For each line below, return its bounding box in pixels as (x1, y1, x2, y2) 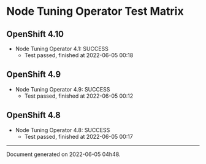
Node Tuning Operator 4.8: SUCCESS (15, 126, 110, 133)
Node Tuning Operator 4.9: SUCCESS (15, 85, 110, 93)
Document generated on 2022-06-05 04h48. (6, 150, 121, 158)
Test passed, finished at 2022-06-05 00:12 (24, 92, 134, 100)
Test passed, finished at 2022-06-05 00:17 (24, 133, 133, 140)
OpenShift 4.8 (6, 110, 61, 120)
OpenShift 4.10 (6, 29, 64, 39)
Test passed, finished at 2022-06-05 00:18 (24, 52, 134, 59)
